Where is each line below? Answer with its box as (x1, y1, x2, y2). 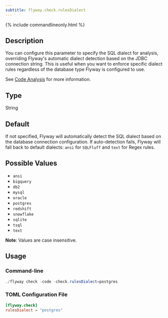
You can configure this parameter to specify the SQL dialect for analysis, (5, 50, 159, 56)
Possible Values (5, 159, 57, 168)
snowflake (12, 211, 34, 217)
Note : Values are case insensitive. (5, 237, 77, 243)
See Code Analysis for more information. (5, 76, 91, 83)
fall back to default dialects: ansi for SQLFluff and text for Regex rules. (5, 144, 155, 150)
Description (5, 36, 44, 45)
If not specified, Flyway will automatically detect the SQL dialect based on (5, 133, 161, 140)
